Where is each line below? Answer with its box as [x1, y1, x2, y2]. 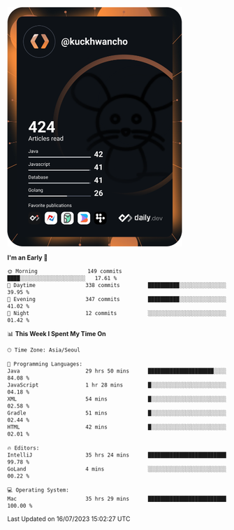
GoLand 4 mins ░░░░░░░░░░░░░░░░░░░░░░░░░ [7, 466, 227, 473]
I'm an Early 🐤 [7, 253, 48, 262]
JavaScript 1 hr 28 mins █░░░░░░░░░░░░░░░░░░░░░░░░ [7, 382, 227, 389]
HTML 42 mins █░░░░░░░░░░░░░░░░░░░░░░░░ [7, 424, 227, 431]
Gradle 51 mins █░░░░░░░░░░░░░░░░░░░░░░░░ [7, 410, 227, 417]
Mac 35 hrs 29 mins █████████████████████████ [7, 495, 227, 502]
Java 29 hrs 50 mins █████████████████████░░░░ [7, 368, 227, 375]
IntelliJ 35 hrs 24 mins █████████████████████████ [7, 452, 227, 459]
